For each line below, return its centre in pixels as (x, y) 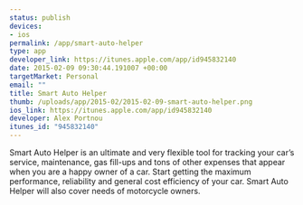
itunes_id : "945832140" (54, 127)
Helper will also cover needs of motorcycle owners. (105, 191)
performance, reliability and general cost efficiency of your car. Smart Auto (149, 181)
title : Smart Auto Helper (58, 93)
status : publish (40, 18)
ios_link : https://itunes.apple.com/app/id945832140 (111, 110)
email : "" (28, 85)
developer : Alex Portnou (56, 118)
